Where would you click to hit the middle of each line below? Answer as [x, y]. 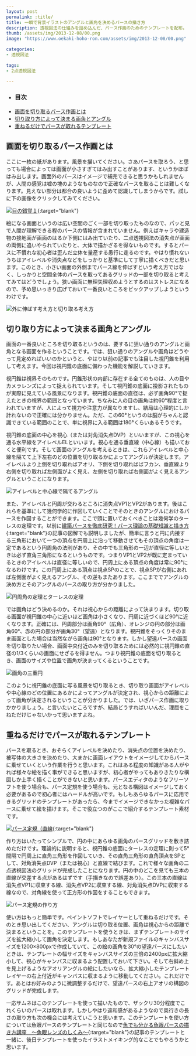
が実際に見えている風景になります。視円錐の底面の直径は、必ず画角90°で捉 [97, 393]
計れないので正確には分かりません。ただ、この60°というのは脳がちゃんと [95, 415]
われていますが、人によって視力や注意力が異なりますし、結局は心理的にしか [98, 408]
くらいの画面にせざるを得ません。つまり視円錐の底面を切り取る [100, 653]
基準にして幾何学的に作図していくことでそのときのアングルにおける [103, 511]
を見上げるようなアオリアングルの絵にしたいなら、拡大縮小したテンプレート [98, 969]
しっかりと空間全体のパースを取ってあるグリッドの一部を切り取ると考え [103, 274]
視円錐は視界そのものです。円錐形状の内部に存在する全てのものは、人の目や [98, 379]
